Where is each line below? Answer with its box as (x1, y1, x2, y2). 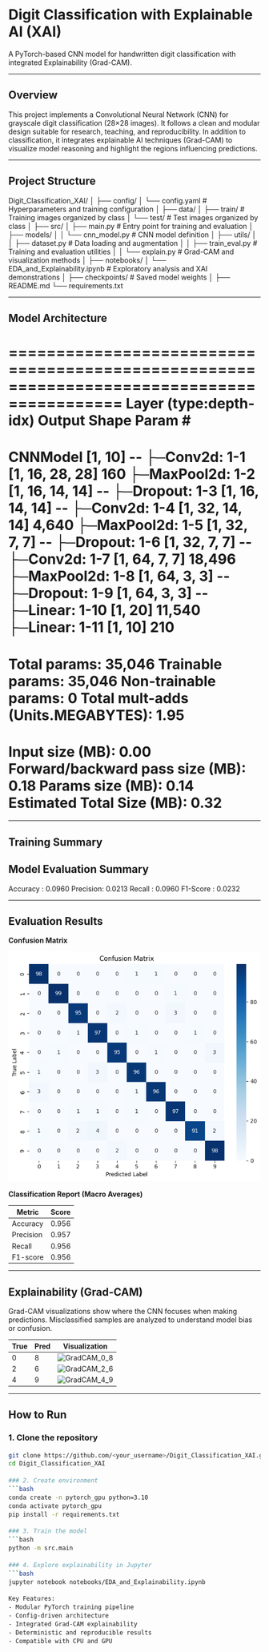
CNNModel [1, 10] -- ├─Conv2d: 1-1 (8, 448, 246, 466)
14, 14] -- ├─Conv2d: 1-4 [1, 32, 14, (8, 499, 243, 517)
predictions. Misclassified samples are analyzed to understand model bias (8, 1315, 253, 1324)
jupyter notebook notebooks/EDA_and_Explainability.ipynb (8, 1578, 206, 1586)
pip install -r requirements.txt (8, 1510, 120, 1518)
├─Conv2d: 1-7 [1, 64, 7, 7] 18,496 (8, 550, 236, 569)
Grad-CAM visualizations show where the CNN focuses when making (8, 1307, 238, 1316)
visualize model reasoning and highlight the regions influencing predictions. (8, 143, 258, 153)
